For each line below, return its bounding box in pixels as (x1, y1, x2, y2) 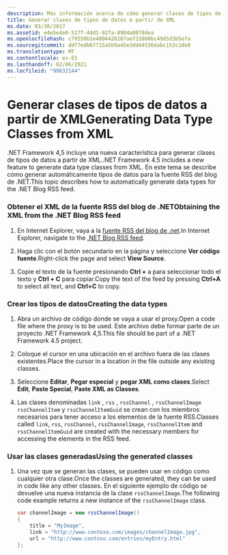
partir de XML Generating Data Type (7, 111, 213, 127)
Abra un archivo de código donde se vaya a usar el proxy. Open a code (16, 314, 216, 323)
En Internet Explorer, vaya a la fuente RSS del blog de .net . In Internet (16, 226, 210, 234)
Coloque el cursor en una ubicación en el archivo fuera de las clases (16, 350, 210, 358)
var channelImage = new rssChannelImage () (16, 510, 140, 517)
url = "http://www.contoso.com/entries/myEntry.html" (29, 535, 186, 542)
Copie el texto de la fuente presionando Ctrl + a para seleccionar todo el (16, 267, 221, 275)
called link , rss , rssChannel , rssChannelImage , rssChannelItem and (16, 420, 203, 428)
